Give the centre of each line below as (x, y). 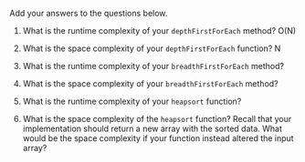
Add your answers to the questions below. (89, 13)
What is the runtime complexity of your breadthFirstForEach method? (153, 66)
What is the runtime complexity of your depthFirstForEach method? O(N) (159, 30)
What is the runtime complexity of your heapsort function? (132, 101)
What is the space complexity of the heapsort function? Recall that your (157, 119)
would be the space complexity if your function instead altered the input (158, 138)
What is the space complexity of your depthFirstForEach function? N (152, 48)
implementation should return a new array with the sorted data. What (152, 128)
